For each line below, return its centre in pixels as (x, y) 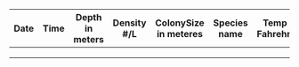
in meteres (180, 34)
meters (89, 39)
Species (230, 23)
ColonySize (180, 23)
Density (129, 23)
